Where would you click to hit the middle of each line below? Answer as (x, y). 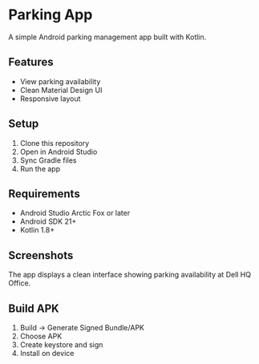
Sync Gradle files (49, 160)
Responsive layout (50, 99)
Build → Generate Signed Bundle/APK (82, 328)
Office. (20, 283)
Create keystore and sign (61, 345)
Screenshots (41, 255)
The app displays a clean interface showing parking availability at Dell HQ (129, 275)
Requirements (44, 194)
